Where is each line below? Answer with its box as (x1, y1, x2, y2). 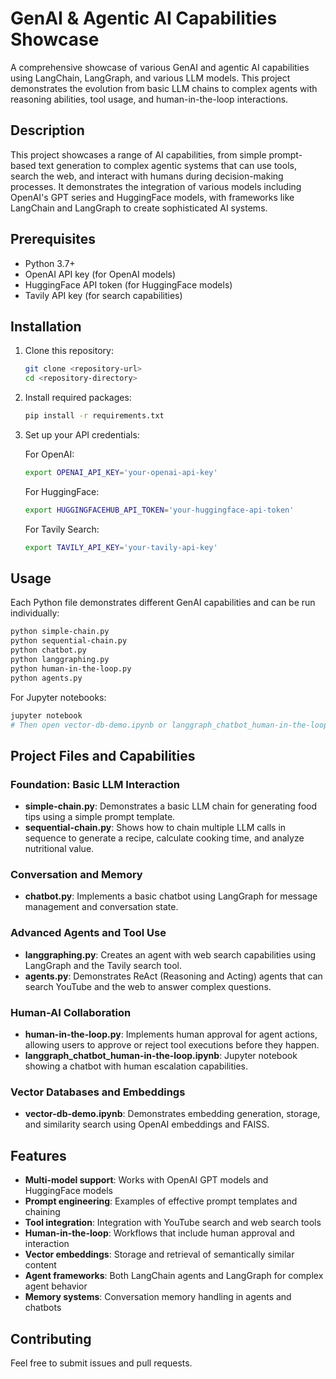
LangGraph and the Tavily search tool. (24, 959, 183, 971)
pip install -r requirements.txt (24, 411, 165, 421)
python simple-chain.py (10, 627, 110, 637)
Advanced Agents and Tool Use (10, 926, 167, 940)
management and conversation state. (24, 901, 179, 913)
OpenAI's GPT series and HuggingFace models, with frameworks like (10, 191, 295, 203)
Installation (10, 318, 82, 335)
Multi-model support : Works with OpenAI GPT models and (24, 1174, 269, 1186)
